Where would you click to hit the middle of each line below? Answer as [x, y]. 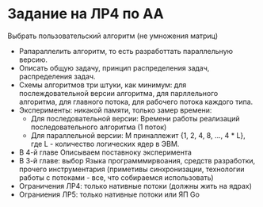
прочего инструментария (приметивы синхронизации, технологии [131, 169]
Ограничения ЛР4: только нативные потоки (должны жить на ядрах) [135, 186]
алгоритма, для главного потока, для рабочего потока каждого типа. [136, 102]
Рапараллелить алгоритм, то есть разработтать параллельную [126, 51]
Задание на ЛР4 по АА [86, 14]
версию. [33, 59]
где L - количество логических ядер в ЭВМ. [105, 144]
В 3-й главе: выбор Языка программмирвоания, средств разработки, [137, 160]
